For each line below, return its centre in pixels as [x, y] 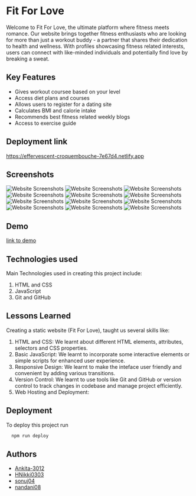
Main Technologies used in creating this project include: [74, 273]
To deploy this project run [37, 425]
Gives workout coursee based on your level [68, 91]
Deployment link [37, 142]
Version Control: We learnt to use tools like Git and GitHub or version [98, 379]
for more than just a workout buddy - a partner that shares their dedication [97, 40]
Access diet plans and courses [52, 98]
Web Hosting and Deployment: [52, 392]
